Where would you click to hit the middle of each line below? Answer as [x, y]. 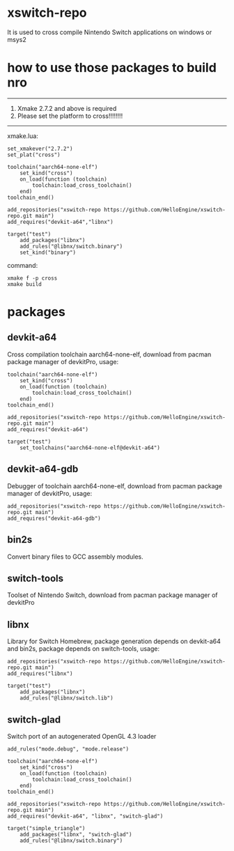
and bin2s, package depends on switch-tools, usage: [84, 649]
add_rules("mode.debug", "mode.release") [68, 749]
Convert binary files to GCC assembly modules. [76, 557]
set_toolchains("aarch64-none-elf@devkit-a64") [90, 448]
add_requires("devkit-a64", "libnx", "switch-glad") [85, 816]
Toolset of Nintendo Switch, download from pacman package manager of [112, 595]
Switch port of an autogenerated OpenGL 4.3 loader [82, 736]
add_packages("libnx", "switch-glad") [76, 834]
